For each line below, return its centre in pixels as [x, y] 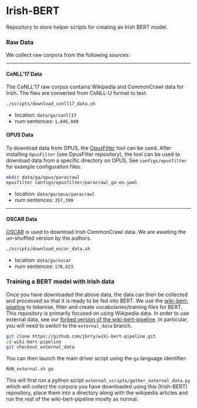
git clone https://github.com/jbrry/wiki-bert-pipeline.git [81, 336]
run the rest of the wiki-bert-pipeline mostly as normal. [72, 399]
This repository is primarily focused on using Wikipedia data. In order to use [98, 313]
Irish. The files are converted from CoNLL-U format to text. [77, 93]
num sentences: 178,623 [44, 266]
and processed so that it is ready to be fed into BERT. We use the [84, 301]
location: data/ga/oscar [43, 260]
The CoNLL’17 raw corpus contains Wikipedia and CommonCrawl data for [95, 87]
